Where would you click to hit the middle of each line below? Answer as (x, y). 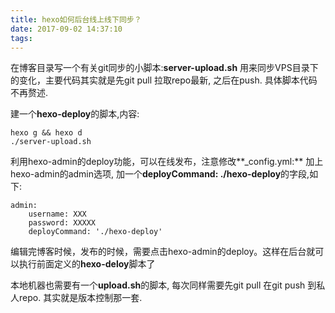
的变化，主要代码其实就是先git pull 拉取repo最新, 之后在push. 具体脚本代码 (164, 80)
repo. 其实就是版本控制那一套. (80, 298)
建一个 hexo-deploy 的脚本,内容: (75, 114)
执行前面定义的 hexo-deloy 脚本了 (87, 264)
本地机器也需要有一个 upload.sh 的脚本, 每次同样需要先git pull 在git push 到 (163, 285)
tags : (21, 38)
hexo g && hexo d (46, 133)
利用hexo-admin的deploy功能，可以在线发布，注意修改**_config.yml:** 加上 (167, 162)
